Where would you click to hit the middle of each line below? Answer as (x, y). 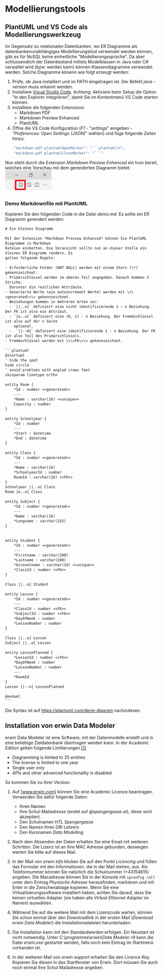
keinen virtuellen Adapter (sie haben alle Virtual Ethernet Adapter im (81, 898)
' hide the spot (21, 361)
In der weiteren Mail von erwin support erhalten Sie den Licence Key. (81, 957)
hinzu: (18, 138)
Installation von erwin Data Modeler (60, 726)
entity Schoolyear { (26, 419)
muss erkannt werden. (51, 87)
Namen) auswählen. (32, 903)
